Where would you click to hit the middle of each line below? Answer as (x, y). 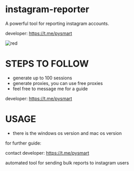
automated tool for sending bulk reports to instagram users (67, 163)
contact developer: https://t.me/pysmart (47, 153)
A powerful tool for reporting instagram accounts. (57, 23)
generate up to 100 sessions (42, 78)
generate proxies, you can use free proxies (58, 83)
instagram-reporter (47, 9)
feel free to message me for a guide (50, 89)
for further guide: (23, 143)
